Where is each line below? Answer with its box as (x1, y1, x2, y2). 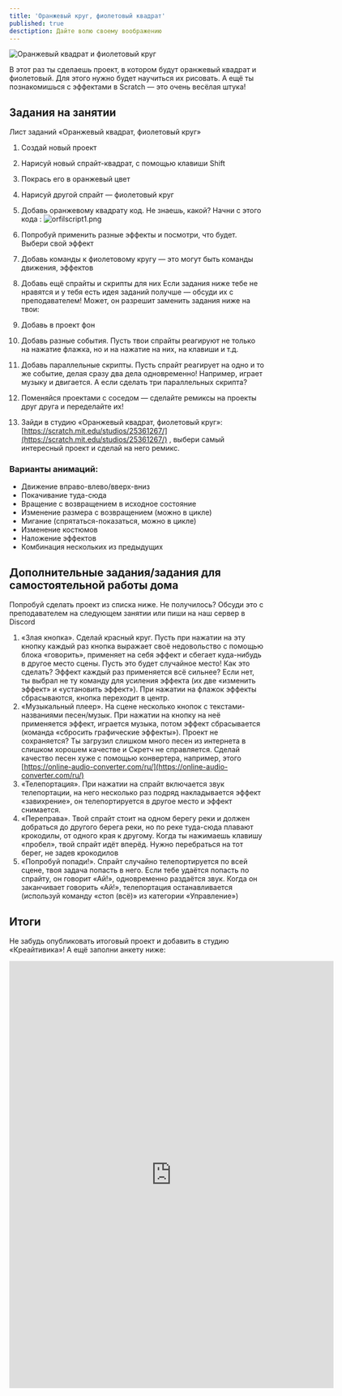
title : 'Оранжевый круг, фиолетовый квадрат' (9, 11, 165, 20)
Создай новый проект (20, 143, 97, 152)
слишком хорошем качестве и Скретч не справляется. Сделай (20, 745, 240, 755)
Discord (9, 617, 36, 627)
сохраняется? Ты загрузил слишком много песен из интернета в (20, 736, 246, 746)
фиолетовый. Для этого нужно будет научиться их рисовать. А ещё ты (9, 74, 254, 84)
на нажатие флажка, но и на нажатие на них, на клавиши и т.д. (20, 345, 239, 354)
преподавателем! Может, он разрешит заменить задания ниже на (20, 296, 250, 306)
